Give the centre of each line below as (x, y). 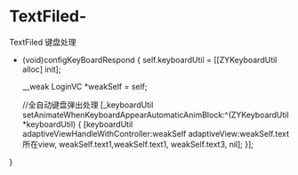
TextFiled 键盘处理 (43, 42)
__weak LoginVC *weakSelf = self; (85, 86)
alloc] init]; (41, 69)
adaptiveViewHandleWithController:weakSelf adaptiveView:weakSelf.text (156, 133)
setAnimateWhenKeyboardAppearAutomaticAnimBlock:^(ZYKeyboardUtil (155, 115)
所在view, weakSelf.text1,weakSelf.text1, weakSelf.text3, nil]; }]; (138, 144)
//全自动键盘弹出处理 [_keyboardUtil (88, 105)
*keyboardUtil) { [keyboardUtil (77, 124)
